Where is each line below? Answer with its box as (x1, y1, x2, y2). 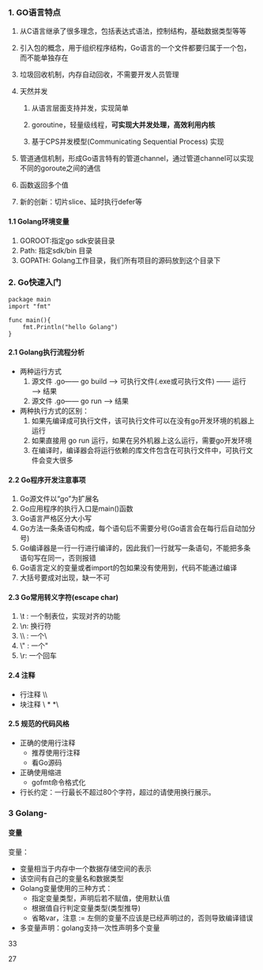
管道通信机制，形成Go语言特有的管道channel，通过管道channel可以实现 (19, 154, 254, 163)
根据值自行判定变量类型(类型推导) (31, 903, 141, 912)
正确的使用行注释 (19, 738, 76, 747)
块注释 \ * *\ (19, 699, 59, 709)
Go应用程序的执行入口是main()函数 (19, 504, 133, 514)
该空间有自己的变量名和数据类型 (19, 874, 124, 883)
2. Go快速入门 (8, 277, 62, 288)
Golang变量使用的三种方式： (19, 883, 113, 893)
